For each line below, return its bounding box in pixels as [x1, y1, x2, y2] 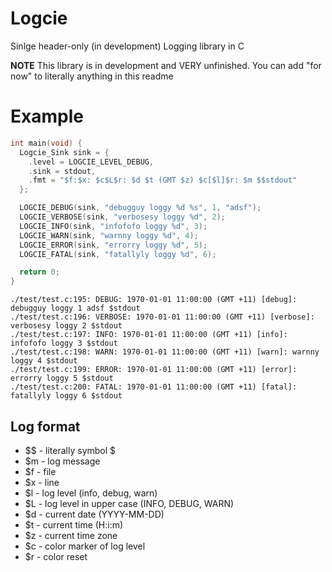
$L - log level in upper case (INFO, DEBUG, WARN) [24, 497, 235, 509]
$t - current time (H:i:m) [24, 518, 124, 531]
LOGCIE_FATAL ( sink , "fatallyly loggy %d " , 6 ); [19, 249, 217, 259]
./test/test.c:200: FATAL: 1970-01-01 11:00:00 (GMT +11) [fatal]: [10, 382, 298, 392]
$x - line [24, 476, 60, 488]
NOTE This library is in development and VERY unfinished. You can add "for [10, 59, 322, 71]
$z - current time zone [24, 529, 118, 541]
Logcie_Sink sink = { [19, 147, 110, 157]
